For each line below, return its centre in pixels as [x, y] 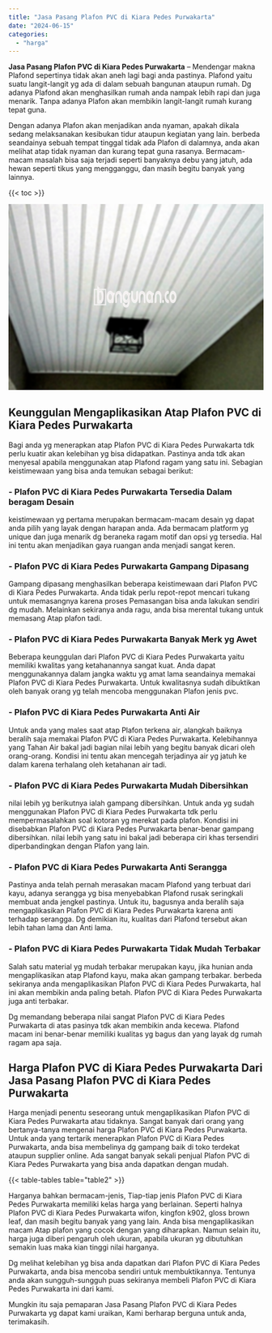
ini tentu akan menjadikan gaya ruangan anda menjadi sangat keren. [122, 545]
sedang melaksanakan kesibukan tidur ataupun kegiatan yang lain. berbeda [134, 135]
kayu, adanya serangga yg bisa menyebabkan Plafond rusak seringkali [126, 893]
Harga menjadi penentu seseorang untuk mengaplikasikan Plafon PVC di [129, 1113]
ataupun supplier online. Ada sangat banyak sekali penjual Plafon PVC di [129, 1156]
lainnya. [21, 177]
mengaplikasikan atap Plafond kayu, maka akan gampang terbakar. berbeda [135, 975]
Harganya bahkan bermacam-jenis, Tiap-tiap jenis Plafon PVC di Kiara [125, 1196]
